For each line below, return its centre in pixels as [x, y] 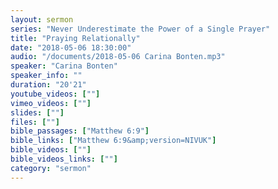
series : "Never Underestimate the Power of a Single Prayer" [140, 29]
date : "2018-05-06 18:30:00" [71, 47]
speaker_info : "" [46, 76]
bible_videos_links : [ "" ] [64, 159]
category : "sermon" [51, 168]
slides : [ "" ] [37, 112]
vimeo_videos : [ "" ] [51, 103]
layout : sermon [42, 19]
